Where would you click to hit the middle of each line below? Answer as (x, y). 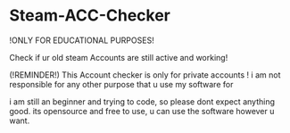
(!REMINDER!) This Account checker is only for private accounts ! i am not (145, 75)
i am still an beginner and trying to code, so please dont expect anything (142, 101)
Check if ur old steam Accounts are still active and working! (119, 57)
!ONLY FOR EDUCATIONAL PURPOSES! (82, 40)
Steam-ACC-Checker (90, 16)
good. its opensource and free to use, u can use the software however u (142, 111)
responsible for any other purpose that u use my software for (121, 84)
